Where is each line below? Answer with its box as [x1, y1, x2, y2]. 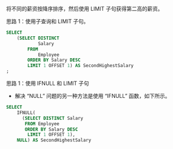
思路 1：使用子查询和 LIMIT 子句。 [6, 18, 89, 25]
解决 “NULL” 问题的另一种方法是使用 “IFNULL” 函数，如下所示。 [14, 93, 171, 99]
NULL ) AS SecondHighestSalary [17, 137, 92, 144]
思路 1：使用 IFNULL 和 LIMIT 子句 [6, 80, 89, 87]
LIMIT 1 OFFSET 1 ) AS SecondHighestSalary [27, 63, 134, 69]
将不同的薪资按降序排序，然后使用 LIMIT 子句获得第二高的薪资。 [6, 5, 163, 12]
